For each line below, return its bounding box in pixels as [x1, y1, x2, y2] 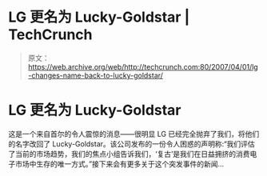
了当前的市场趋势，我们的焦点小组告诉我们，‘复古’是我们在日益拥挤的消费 [8, 149, 250, 158]
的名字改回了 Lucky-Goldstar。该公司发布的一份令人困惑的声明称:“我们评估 [8, 138, 256, 149]
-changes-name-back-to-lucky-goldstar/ [27, 70, 164, 80]
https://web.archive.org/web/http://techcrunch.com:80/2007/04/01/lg [27, 62, 258, 71]
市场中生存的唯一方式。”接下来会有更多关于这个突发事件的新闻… [14, 158, 225, 169]
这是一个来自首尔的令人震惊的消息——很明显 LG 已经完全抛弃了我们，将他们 [8, 129, 260, 138]
